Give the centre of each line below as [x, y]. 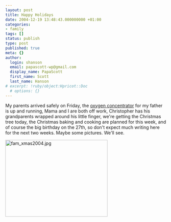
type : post [17, 43]
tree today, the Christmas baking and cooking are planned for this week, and [86, 122]
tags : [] [15, 34]
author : [14, 58]
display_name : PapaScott [36, 72]
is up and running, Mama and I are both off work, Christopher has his [78, 111]
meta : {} [15, 53]
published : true [22, 48]
